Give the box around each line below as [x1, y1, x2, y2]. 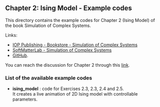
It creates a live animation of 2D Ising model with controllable [12, 91, 138, 97]
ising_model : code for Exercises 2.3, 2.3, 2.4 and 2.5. [12, 86, 124, 92]
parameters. [12, 97, 38, 103]
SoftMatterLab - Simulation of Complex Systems [12, 47, 112, 53]
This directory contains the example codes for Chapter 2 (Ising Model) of [5, 17, 156, 23]
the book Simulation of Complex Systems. [5, 22, 91, 28]
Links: [5, 32, 17, 38]
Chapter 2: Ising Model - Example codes [5, 4, 132, 12]
